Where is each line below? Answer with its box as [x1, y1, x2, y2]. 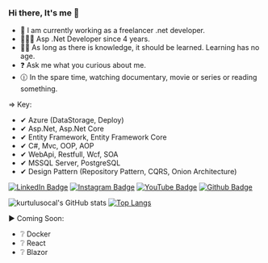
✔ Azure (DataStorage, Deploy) [19, 115, 124, 125]
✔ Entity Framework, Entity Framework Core [19, 132, 167, 142]
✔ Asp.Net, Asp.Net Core [19, 124, 105, 134]
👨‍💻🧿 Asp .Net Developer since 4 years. [19, 34, 151, 44]
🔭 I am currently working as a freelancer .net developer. [19, 26, 206, 35]
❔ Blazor [19, 248, 48, 257]
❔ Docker [19, 229, 51, 239]
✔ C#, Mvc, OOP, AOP [19, 141, 94, 151]
